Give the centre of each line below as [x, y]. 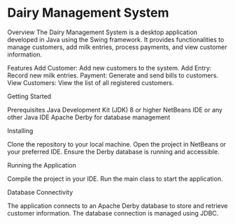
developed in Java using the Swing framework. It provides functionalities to [116, 39]
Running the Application [42, 165]
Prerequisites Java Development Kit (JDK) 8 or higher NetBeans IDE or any [115, 110]
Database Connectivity [40, 192]
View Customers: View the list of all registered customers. [91, 82]
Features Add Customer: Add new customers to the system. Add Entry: [109, 68]
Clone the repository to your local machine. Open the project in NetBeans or [117, 144]
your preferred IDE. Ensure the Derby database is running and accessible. [113, 151]
